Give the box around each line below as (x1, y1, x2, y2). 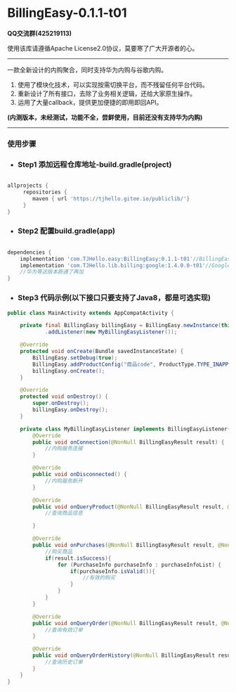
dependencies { (7, 248, 52, 256)
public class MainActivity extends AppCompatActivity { (7, 309, 174, 316)
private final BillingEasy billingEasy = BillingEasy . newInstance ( (20, 322, 221, 329)
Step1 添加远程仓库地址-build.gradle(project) (17, 160, 172, 169)
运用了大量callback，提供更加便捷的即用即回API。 (17, 98, 163, 106)
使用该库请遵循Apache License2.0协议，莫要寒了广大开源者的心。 (7, 44, 199, 52)
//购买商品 (44, 548, 72, 555)
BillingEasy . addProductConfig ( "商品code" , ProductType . (32, 361, 197, 368)
